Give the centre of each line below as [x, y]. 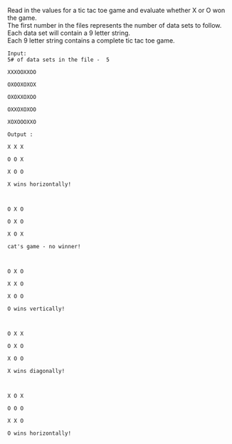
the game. [22, 18]
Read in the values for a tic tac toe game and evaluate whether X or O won [116, 10]
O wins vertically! [36, 309]
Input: [17, 53]
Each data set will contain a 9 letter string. [69, 33]
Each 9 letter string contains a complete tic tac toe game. [91, 41]
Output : [20, 134]
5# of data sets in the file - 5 [59, 60]
